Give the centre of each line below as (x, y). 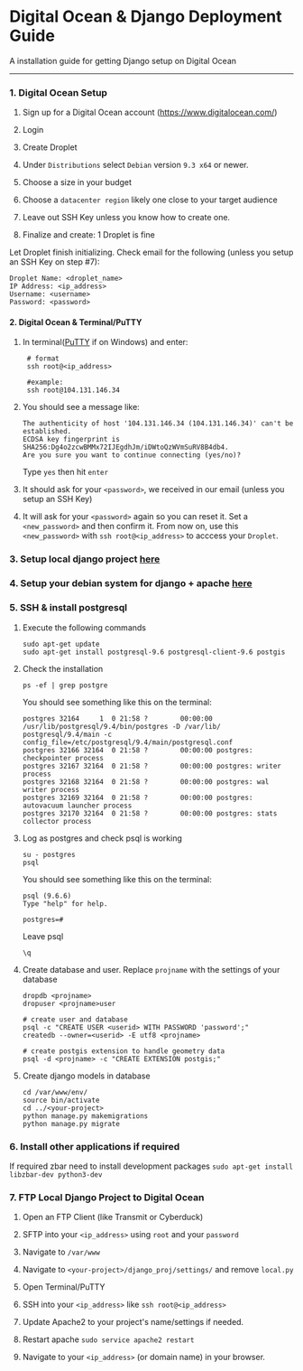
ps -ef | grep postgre (65, 685)
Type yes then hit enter (65, 472)
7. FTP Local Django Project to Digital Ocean (107, 1197)
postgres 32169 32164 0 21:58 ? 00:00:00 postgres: (138, 797)
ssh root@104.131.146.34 (73, 390)
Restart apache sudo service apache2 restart (108, 1339)
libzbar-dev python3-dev (56, 1175)
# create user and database (75, 1019)
